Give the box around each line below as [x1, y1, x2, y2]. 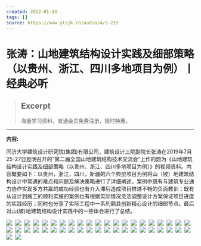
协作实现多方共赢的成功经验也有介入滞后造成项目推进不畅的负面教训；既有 [11, 185, 194, 193]
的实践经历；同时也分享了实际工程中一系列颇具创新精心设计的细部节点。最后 [6, 200, 194, 207]
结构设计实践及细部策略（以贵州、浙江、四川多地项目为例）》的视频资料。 [6, 163, 187, 170]
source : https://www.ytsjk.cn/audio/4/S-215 [6, 20, 119, 26]
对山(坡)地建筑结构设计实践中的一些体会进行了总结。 [6, 207, 136, 215]
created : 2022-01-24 [6, 8, 58, 15]
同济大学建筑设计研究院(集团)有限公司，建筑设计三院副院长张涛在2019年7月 [6, 148, 192, 155]
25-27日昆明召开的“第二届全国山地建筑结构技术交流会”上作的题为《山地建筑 [6, 156, 193, 163]
